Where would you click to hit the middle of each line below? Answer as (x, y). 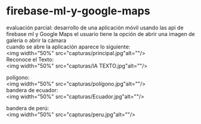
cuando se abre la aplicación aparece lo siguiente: (68, 47)
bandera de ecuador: (32, 90)
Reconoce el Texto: (30, 59)
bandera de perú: (28, 108)
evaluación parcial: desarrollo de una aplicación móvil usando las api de (95, 28)
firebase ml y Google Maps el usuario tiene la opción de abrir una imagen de (100, 34)
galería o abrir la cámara (36, 40)
